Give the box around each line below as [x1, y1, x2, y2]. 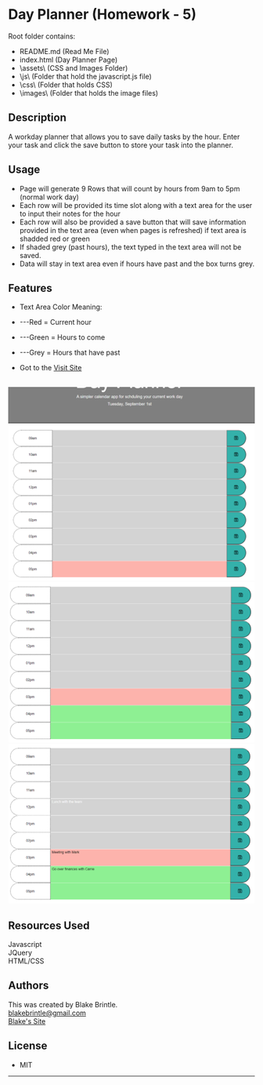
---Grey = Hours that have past [19, 348, 121, 358]
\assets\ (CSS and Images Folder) [19, 63, 128, 72]
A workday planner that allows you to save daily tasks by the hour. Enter [8, 132, 240, 141]
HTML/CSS [8, 956, 45, 966]
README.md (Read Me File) [19, 46, 110, 56]
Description [8, 111, 67, 125]
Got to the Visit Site [19, 363, 82, 373]
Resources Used [8, 919, 90, 932]
